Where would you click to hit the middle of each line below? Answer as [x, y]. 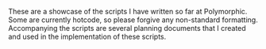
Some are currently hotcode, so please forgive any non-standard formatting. [133, 20]
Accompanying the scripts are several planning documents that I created [127, 28]
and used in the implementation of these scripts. [87, 36]
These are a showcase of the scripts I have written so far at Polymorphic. [128, 11]
